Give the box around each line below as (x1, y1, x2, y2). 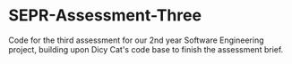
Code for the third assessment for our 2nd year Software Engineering (8, 35, 264, 45)
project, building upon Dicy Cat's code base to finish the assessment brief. (8, 44, 284, 54)
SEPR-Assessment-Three (8, 5, 202, 26)
